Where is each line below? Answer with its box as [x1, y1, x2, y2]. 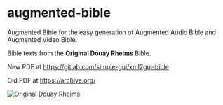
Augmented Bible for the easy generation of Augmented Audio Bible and [7, 28, 216, 36]
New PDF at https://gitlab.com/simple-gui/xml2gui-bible [7, 62, 170, 71]
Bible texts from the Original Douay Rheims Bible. [7, 49, 151, 57]
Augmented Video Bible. [7, 35, 78, 43]
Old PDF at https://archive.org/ [7, 76, 96, 85]
